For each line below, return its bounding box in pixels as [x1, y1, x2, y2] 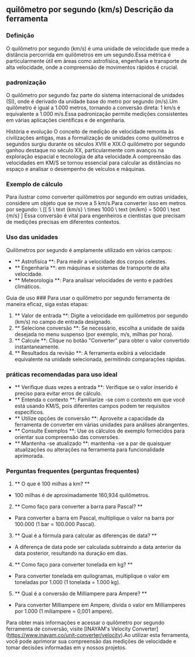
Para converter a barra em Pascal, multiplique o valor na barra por [14, 514, 175, 522]
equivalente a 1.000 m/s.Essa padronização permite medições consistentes [6, 110, 189, 117]
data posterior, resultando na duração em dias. [14, 549, 128, 557]
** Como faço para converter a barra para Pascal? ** [14, 503, 143, 510]
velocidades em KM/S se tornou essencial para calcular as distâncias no [6, 159, 181, 166]
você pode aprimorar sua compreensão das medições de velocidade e [6, 638, 177, 645]
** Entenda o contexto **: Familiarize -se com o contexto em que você [14, 396, 186, 403]
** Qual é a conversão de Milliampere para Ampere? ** [14, 590, 148, 597]
